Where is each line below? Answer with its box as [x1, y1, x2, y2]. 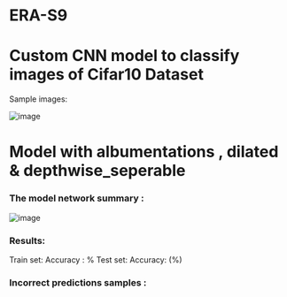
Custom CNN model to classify [9, 46, 240, 66]
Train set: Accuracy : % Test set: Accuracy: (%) [9, 254, 183, 265]
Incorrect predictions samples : [9, 276, 147, 288]
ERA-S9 [9, 5, 68, 26]
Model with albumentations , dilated [9, 142, 279, 162]
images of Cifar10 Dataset [9, 65, 204, 85]
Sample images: [9, 94, 68, 104]
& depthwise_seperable [9, 161, 186, 181]
